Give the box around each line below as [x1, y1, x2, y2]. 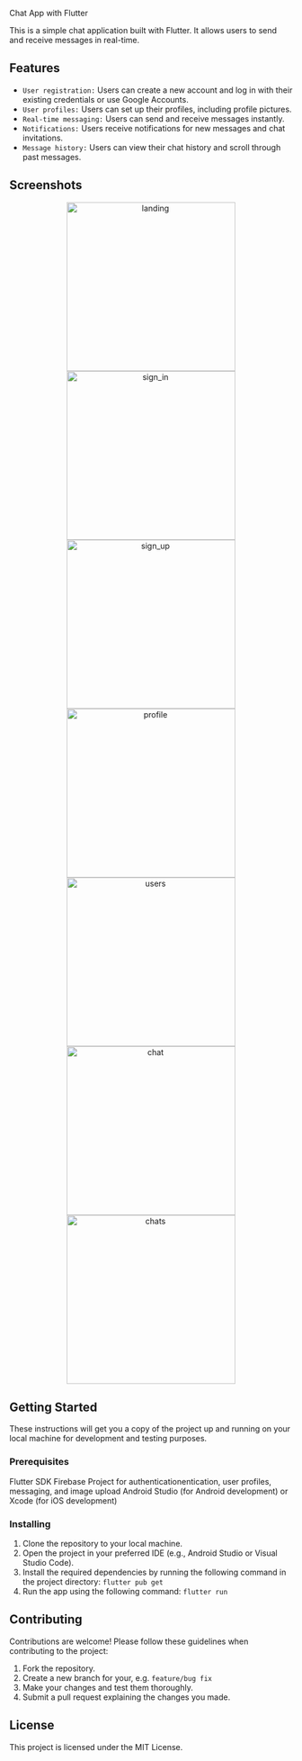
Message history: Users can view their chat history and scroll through [22, 141, 281, 152]
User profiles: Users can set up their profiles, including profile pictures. [22, 104, 292, 114]
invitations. [22, 132, 64, 143]
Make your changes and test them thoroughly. [22, 1682, 193, 1693]
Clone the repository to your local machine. [22, 1539, 182, 1549]
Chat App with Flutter [9, 8, 88, 18]
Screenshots [9, 177, 83, 193]
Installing [9, 1517, 51, 1530]
